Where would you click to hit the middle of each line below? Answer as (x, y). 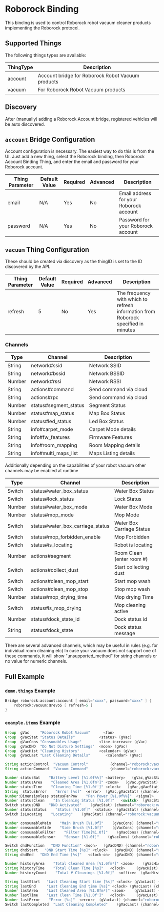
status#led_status (51, 422)
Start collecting (132, 567)
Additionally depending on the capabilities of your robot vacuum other (76, 465)
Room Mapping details (115, 445)
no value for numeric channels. (36, 661)
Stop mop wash (132, 589)
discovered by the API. (28, 267)
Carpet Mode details (113, 429)
